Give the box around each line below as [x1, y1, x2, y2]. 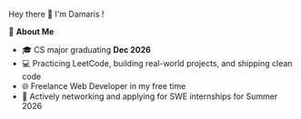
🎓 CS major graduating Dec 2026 [21, 45, 152, 55]
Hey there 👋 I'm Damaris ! [8, 9, 105, 19]
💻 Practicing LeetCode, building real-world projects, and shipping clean [21, 58, 293, 68]
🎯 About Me [8, 26, 55, 36]
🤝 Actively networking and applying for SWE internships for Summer [21, 91, 278, 102]
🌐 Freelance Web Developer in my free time [21, 81, 186, 91]
